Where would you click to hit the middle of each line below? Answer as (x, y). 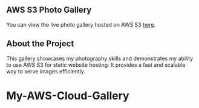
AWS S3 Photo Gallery (49, 10)
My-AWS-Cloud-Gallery (68, 96)
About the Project (40, 44)
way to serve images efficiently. (46, 71)
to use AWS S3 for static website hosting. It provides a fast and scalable (96, 65)
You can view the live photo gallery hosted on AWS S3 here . (81, 24)
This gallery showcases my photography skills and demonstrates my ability (100, 58)
